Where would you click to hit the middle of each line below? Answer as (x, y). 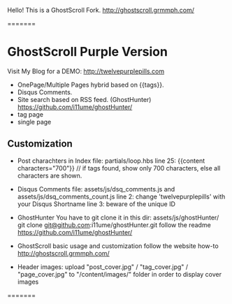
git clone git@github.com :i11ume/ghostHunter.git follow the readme (114, 225)
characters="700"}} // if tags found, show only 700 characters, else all (119, 168)
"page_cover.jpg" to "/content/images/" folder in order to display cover (119, 274)
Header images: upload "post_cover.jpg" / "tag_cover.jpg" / (103, 267)
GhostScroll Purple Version (87, 52)
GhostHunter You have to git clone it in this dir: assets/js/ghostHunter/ (118, 217)
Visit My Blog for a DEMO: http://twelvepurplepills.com (86, 71)
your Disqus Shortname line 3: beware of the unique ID (96, 204)
